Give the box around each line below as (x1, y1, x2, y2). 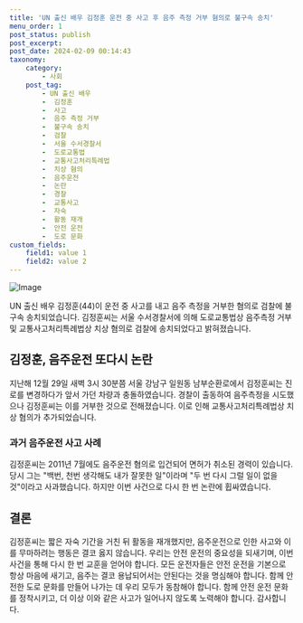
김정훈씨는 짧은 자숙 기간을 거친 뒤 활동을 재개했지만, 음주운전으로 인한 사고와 (9, 535, 282, 547)
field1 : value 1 (25, 249, 88, 258)
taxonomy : (9, 55, 47, 64)
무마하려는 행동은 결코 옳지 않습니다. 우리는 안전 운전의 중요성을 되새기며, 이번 (18, 547, 294, 558)
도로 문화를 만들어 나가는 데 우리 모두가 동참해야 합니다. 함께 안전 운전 (25, 581, 272, 592)
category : (25, 64, 63, 73)
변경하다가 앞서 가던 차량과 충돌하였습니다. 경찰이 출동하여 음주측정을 (25, 389, 270, 400)
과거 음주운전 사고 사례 (9, 436, 102, 448)
